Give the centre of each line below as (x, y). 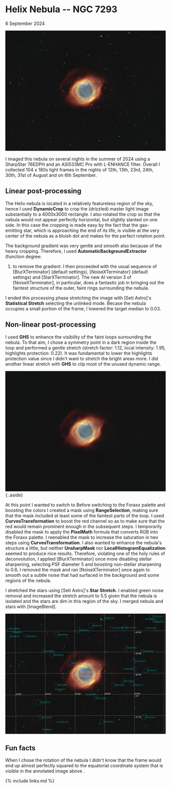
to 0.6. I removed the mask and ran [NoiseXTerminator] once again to (78, 570)
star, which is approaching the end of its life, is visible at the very (91, 230)
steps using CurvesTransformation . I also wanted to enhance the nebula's (83, 542)
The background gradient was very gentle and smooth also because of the (83, 246)
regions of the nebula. (28, 580)
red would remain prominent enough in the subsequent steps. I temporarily (84, 526)
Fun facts (20, 748)
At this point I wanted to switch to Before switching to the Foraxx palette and (85, 505)
